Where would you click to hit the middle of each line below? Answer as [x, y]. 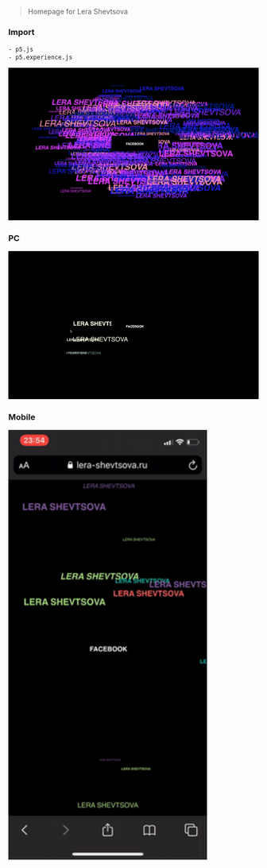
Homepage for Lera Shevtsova [78, 12]
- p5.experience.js [41, 58]
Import [21, 32]
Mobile [22, 417]
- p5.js [21, 50]
